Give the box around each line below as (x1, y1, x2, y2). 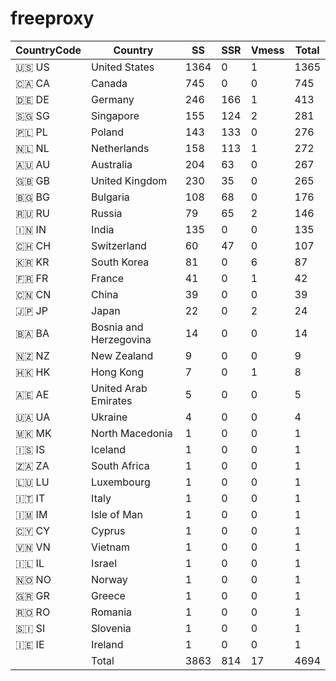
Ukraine (91, 410, 128, 424)
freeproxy (10, 7, 95, 30)
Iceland (91, 442, 126, 456)
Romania (91, 605, 133, 619)
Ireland (91, 637, 124, 651)
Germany (91, 92, 135, 106)
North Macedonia (91, 426, 173, 440)
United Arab (91, 381, 148, 395)
